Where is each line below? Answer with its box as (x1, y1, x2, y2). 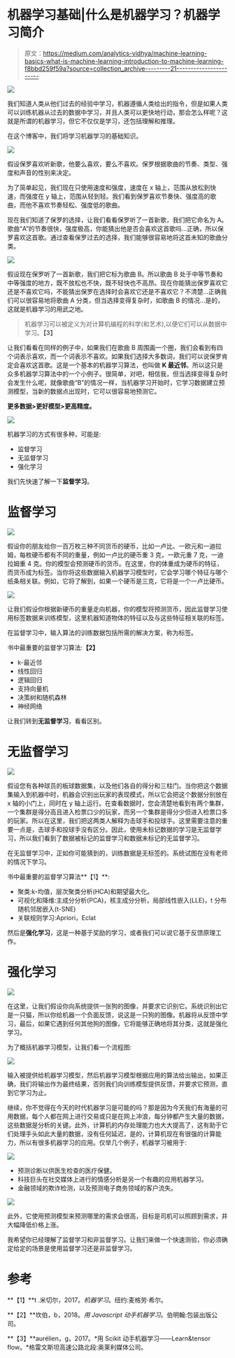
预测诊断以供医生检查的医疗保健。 (17, 1166, 116, 1175)
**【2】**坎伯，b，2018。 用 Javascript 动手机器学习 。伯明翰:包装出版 (7, 1310, 212, 1319)
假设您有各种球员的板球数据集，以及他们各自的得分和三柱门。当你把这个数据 (7, 781, 228, 790)
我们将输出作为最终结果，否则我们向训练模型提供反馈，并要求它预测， (19, 1080, 222, 1088)
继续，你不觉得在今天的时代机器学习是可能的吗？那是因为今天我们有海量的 (7, 1103, 222, 1112)
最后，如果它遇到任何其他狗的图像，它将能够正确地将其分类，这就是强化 (19, 1019, 228, 1028)
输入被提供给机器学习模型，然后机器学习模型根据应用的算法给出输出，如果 (7, 1070, 222, 1079)
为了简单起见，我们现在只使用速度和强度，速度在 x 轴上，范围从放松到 (7, 183, 211, 192)
